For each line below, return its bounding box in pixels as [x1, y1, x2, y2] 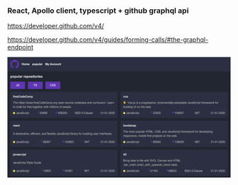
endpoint [7, 43, 34, 52]
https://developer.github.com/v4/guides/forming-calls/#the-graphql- [7, 35, 209, 44]
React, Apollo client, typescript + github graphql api [7, 6, 189, 16]
